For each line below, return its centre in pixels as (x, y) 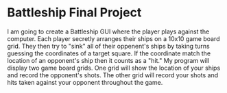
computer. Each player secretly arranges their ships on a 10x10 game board (113, 38)
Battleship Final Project (74, 13)
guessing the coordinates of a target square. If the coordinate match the (109, 53)
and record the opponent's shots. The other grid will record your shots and (113, 75)
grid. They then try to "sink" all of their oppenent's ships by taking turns (109, 46)
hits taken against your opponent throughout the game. (85, 82)
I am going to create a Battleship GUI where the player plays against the (108, 31)
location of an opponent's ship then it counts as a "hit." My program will (108, 60)
